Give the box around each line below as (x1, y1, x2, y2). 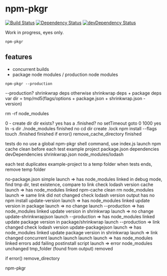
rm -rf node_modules (5, 110, 49, 116)
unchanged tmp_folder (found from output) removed (5, 245, 113, 251)
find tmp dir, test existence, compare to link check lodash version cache (5, 181, 153, 188)
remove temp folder (5, 166, 46, 172)
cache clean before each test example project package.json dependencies (5, 146, 159, 152)
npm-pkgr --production (5, 81, 52, 86)
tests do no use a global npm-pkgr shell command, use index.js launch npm (5, 140, 161, 146)
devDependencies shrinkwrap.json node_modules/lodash (5, 151, 124, 157)
